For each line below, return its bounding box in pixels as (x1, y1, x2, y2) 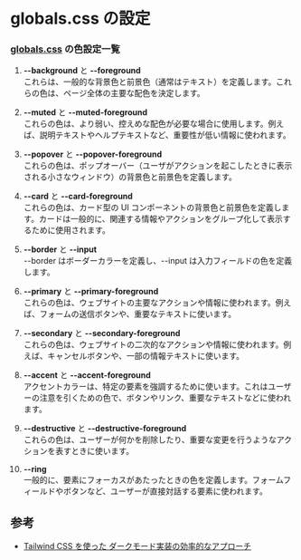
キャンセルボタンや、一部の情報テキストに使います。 (47, 351, 245, 362)
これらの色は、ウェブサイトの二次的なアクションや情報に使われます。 (23, 339, 284, 350)
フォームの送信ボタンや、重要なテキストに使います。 (39, 309, 237, 320)
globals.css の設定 (10, 8, 151, 29)
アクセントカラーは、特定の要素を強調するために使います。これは (23, 381, 268, 392)
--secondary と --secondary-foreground (23, 328, 181, 339)
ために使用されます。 (31, 225, 111, 236)
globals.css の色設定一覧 (10, 43, 120, 55)
